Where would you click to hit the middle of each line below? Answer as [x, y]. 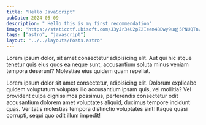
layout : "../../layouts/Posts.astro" [55, 40]
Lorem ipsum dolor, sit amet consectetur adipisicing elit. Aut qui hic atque [99, 58]
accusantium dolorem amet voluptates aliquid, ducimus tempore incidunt [98, 102]
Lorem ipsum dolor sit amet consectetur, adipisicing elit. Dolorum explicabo [101, 83]
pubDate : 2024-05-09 [33, 18]
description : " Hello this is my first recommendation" [79, 23]
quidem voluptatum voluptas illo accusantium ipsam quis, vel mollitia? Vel [99, 89]
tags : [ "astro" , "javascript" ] [46, 35]
